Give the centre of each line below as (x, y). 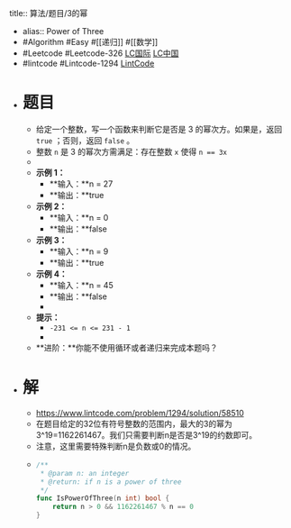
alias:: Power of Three (63, 31)
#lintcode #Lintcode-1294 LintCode (88, 63)
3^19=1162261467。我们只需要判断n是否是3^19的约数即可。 (146, 434)
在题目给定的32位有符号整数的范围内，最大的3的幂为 (134, 423)
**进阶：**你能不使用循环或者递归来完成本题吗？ (127, 347)
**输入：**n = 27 (81, 184)
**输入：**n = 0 (79, 217)
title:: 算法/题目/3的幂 (49, 13)
